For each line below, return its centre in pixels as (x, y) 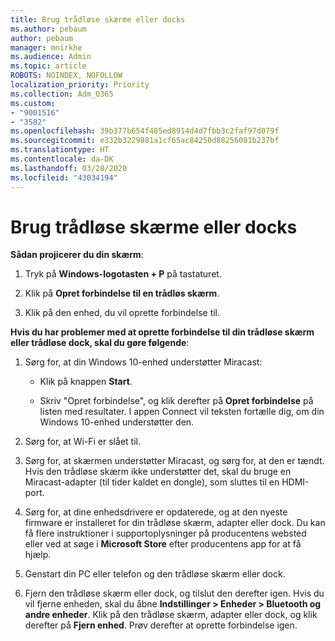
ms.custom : (33, 103)
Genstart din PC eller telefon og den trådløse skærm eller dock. (155, 574)
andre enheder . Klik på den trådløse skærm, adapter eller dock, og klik (171, 615)
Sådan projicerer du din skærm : (77, 255)
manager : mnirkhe (46, 47)
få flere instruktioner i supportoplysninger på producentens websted (165, 533)
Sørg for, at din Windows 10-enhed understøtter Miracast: (143, 362)
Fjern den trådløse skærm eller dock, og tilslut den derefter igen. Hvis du (174, 593)
